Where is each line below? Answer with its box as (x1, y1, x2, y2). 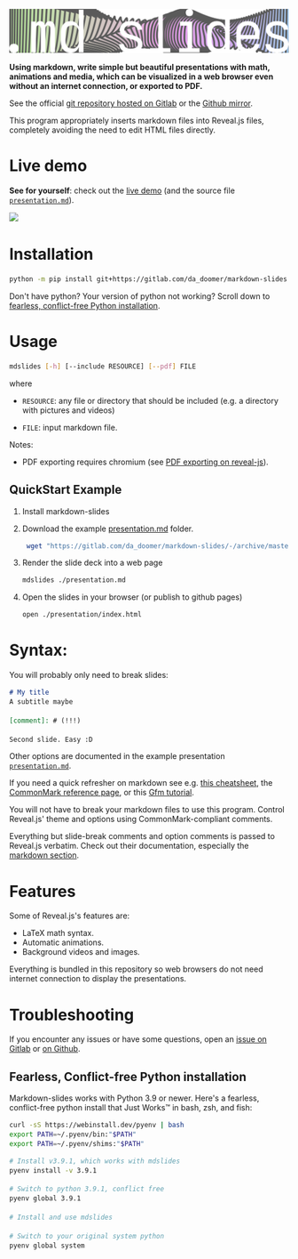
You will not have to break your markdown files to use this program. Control (9, 804, 286, 815)
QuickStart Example (9, 482, 122, 497)
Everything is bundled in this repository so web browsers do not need (9, 964, 263, 974)
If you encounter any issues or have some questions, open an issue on (9, 1034, 268, 1045)
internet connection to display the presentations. (9, 973, 187, 984)
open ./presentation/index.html (21, 610, 142, 619)
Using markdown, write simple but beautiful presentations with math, (9, 62, 271, 73)
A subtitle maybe (9, 698, 74, 706)
